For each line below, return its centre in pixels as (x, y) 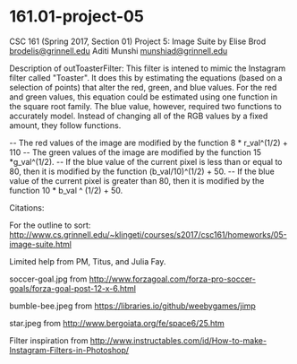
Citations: (27, 207)
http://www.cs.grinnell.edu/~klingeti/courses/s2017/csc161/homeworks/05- (148, 234)
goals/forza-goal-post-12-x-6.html (73, 288)
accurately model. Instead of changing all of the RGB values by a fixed (139, 116)
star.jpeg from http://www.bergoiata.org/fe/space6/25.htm (117, 323)
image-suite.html (40, 244)
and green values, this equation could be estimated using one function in (144, 97)
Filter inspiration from (49, 340)
